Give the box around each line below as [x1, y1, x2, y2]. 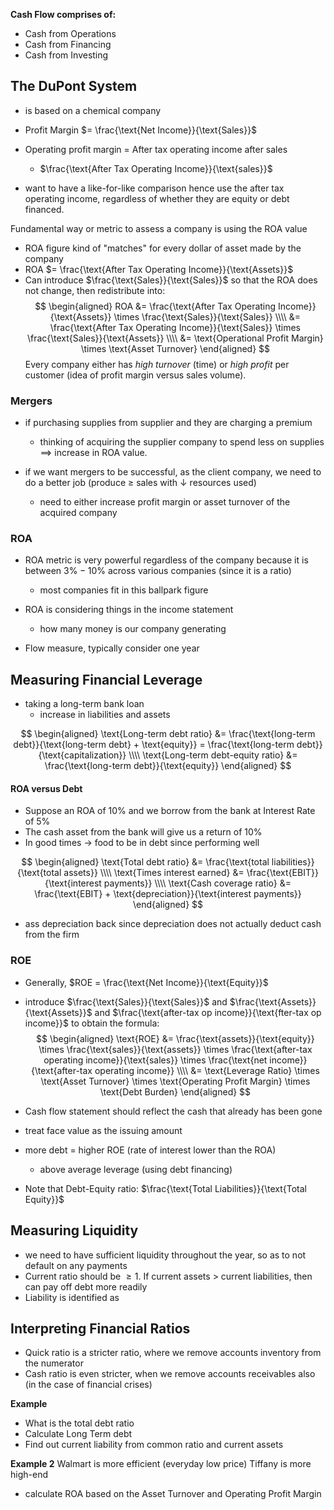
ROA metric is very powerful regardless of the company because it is [24, 554, 309, 566]
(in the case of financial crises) [24, 1379, 153, 1391]
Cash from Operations [24, 28, 117, 39]
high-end [10, 1469, 48, 1481]
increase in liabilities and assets [39, 709, 171, 721]
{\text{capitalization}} [38, 749, 127, 761]
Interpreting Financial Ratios [10, 1320, 191, 1337]
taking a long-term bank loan [24, 698, 145, 710]
